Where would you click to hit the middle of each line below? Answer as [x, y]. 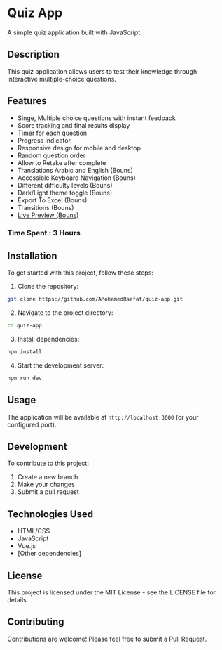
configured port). [32, 424]
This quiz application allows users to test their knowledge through [102, 71]
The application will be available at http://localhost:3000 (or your [103, 417]
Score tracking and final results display [74, 125]
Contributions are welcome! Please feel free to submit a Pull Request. [107, 639]
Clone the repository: [48, 287]
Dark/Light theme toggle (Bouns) [65, 193]
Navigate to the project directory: [65, 313]
